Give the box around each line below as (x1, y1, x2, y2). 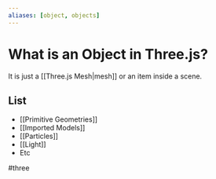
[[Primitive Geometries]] (19, 115, 98, 124)
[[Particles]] (19, 131, 59, 141)
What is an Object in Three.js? (8, 45, 208, 63)
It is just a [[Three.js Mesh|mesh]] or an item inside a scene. (8, 71, 203, 81)
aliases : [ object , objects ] (8, 11, 101, 20)
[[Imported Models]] (19, 123, 86, 133)
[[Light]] (19, 140, 46, 149)
